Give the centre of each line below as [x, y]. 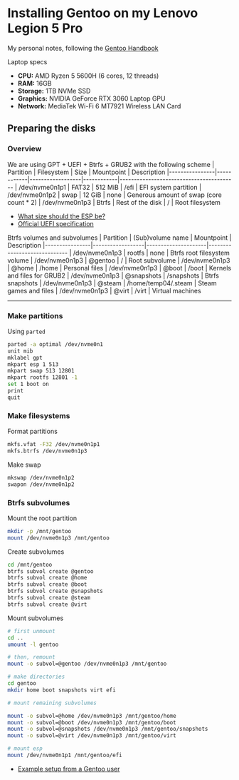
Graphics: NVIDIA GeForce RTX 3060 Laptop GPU [91, 98]
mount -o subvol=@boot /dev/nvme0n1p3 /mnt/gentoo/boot [92, 722]
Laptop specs [27, 61]
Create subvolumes [36, 552]
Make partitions [35, 315]
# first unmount [31, 631]
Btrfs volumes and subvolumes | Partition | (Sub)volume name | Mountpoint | [120, 238]
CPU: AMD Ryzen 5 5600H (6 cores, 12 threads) [88, 76]
